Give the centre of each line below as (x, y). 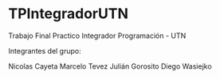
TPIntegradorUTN (69, 14)
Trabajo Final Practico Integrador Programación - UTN (97, 36)
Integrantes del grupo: (45, 51)
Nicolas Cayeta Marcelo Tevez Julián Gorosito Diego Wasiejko (110, 66)
